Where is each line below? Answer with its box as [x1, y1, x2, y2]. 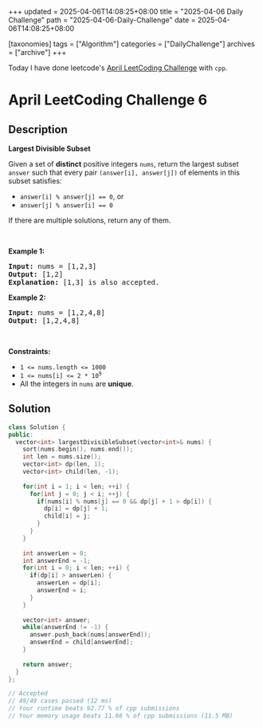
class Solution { [8, 423, 66, 431]
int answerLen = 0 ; [22, 549, 88, 557]
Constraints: [8, 347, 51, 356]
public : [8, 431, 34, 439]
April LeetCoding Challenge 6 [8, 91, 208, 109]
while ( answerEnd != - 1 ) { [22, 624, 109, 632]
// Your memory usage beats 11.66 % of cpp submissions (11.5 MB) [8, 712, 234, 720]
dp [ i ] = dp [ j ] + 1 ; [43, 505, 109, 513]
